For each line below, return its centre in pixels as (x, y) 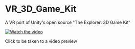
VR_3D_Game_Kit (41, 9)
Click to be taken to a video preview (41, 41)
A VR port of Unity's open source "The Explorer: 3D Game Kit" (68, 22)
